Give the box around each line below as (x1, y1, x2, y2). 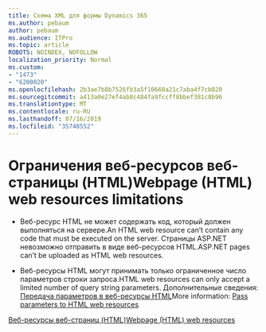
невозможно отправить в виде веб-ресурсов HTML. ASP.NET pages (19, 241, 251, 251)
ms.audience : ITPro (8, 33, 73, 42)
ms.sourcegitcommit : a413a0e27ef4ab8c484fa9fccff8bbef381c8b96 (8, 93, 223, 101)
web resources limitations (8, 190, 184, 208)
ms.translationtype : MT (8, 100, 88, 108)
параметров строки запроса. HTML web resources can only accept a (19, 274, 251, 284)
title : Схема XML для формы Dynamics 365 (8, 11, 148, 20)
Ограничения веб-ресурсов (8, 156, 205, 175)
